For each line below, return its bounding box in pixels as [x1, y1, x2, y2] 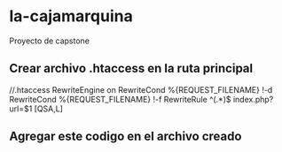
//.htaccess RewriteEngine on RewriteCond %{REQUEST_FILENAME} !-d [9, 84, 273, 95]
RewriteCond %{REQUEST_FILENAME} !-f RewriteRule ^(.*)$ [9, 94, 231, 104]
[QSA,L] [34, 103, 64, 114]
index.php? [232, 94, 274, 104]
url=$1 [9, 103, 33, 114]
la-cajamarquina [9, 6, 133, 27]
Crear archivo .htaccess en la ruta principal [9, 61, 254, 76]
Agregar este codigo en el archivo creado [9, 129, 242, 144]
